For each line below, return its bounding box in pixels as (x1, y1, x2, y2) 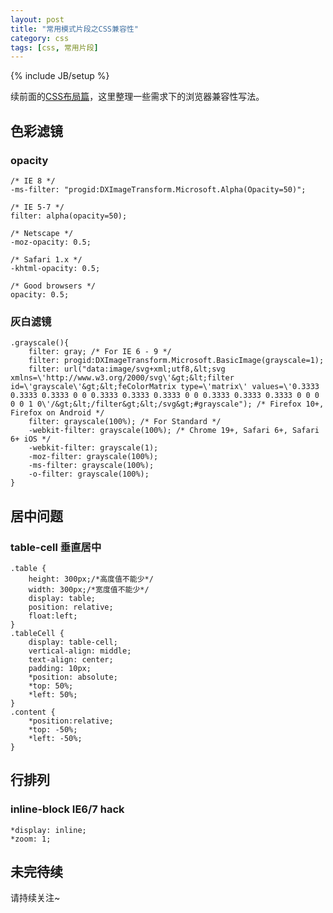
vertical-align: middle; (28, 646, 132, 656)
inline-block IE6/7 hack (10, 802, 125, 816)
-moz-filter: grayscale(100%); (28, 452, 159, 462)
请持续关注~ (10, 892, 61, 904)
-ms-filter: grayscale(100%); (28, 461, 155, 471)
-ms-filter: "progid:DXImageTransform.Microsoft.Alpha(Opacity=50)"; (10, 184, 307, 195)
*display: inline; (10, 825, 87, 835)
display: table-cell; (28, 637, 118, 647)
